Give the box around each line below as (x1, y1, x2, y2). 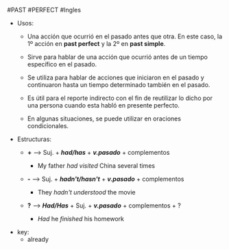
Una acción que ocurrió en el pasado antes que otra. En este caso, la (27, 32, 223, 40)
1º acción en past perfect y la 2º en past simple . (27, 40, 166, 47)
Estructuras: (16, 135, 52, 143)
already (27, 236, 49, 243)
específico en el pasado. (27, 60, 97, 68)
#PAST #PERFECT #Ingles (7, 6, 81, 14)
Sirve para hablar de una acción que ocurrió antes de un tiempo (27, 53, 208, 61)
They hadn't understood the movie (37, 188, 136, 196)
